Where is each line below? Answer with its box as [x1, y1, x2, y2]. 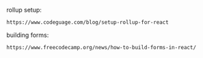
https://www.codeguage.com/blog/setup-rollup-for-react [6, 19, 169, 26]
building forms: [6, 31, 49, 39]
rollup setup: [6, 6, 42, 14]
